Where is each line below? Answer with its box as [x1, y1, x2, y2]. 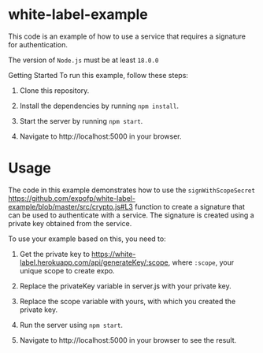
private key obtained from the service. [8, 218, 132, 228]
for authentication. [8, 39, 69, 49]
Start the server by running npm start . [19, 116, 143, 125]
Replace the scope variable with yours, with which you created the [19, 296, 236, 306]
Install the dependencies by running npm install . [19, 101, 180, 110]
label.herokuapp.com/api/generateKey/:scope [19, 258, 169, 267]
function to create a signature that [135, 202, 246, 211]
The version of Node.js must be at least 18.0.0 [8, 55, 159, 65]
